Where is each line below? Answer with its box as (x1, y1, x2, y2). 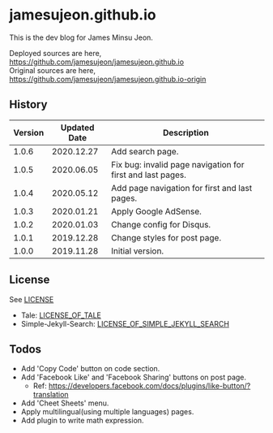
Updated (60, 122, 95, 133)
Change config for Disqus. (111, 219, 211, 230)
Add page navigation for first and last (111, 182, 253, 193)
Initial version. (111, 245, 164, 257)
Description (162, 127, 209, 138)
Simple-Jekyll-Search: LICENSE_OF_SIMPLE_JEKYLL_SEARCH (20, 318, 230, 328)
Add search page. (111, 145, 179, 157)
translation (32, 390, 69, 400)
